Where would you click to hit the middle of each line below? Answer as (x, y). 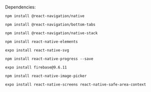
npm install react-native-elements (42, 42)
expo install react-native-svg (37, 50)
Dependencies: (20, 7)
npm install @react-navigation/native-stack (51, 33)
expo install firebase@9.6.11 (36, 68)
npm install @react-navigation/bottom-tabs (50, 24)
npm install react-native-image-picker (46, 76)
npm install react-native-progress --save (49, 59)
